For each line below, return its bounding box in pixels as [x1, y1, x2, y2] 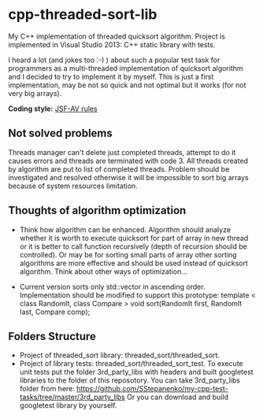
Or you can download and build [127, 392, 228, 402]
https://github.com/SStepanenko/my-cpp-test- [76, 384, 228, 394]
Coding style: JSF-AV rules [8, 104, 98, 113]
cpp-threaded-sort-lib [8, 6, 157, 24]
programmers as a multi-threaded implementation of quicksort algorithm [8, 63, 243, 72]
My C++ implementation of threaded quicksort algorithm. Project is [8, 31, 226, 41]
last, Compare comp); [19, 307, 91, 316]
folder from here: [19, 384, 75, 394]
